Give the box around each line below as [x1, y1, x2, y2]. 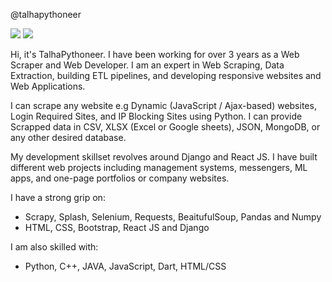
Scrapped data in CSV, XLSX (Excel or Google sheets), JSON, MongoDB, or [10, 121, 321, 133]
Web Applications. [10, 80, 86, 92]
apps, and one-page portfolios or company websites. [10, 172, 230, 184]
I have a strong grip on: [10, 192, 106, 203]
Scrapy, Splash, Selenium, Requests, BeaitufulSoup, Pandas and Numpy [24, 211, 322, 223]
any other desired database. [10, 132, 127, 143]
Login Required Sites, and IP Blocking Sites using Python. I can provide [10, 110, 303, 122]
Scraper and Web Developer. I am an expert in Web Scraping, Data [10, 59, 285, 71]
